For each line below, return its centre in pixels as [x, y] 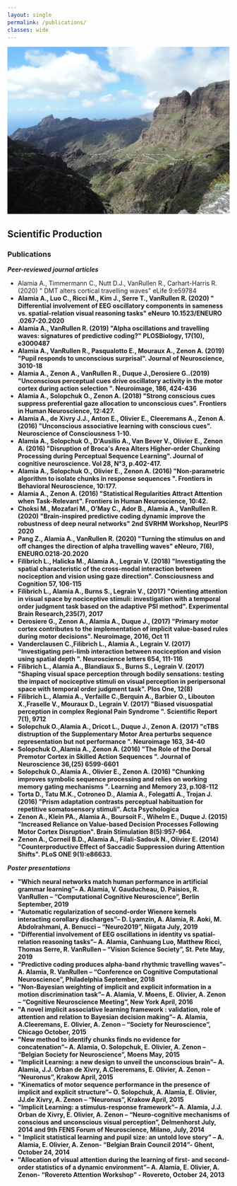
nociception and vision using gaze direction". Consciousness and [115, 576]
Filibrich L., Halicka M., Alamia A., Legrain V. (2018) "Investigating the [122, 562]
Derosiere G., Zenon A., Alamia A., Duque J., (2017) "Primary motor [118, 622]
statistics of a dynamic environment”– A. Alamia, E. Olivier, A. [127, 1168]
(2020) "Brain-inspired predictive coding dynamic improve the [111, 516]
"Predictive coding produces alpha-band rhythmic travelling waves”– [122, 965]
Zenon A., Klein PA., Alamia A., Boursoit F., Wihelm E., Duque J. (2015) [122, 817]
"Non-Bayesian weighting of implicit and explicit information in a [114, 987]
